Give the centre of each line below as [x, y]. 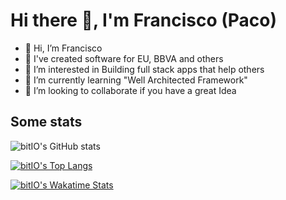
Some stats [46, 122]
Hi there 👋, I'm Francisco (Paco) [144, 20]
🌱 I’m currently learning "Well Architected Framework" [136, 80]
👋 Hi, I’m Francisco [63, 48]
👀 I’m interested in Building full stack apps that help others [144, 69]
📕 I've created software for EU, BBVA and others [124, 58]
